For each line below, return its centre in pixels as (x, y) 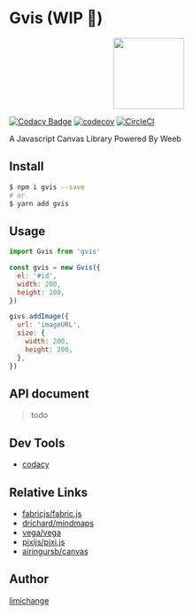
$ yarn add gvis (39, 203)
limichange (29, 600)
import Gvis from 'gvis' (55, 252)
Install (27, 166)
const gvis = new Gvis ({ (55, 268)
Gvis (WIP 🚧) (56, 18)
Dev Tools (37, 443)
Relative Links (49, 492)
